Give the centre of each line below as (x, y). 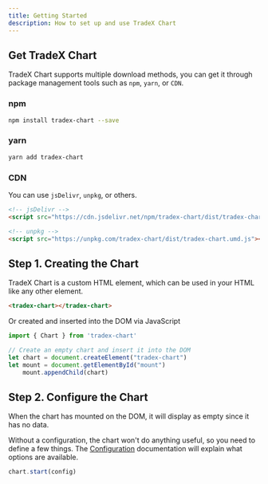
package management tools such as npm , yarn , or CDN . (96, 83)
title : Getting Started (48, 16)
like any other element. (46, 291)
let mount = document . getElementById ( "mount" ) (87, 365)
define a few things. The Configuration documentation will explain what (126, 449)
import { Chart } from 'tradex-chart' (73, 336)
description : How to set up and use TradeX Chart (93, 23)
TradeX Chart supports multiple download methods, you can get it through (130, 75)
